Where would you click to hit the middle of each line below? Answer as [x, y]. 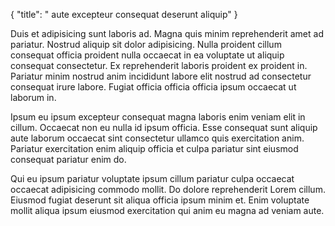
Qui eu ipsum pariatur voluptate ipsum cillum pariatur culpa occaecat [152, 178]
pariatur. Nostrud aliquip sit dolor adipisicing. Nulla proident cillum [146, 44]
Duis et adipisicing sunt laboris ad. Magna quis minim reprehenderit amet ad [167, 33]
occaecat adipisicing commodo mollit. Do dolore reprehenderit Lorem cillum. [168, 189]
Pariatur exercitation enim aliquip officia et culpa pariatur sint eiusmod [154, 148]
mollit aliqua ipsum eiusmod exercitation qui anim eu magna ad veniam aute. [167, 210]
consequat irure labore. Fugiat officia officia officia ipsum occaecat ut [153, 87]
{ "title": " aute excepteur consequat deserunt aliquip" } [124, 14]
